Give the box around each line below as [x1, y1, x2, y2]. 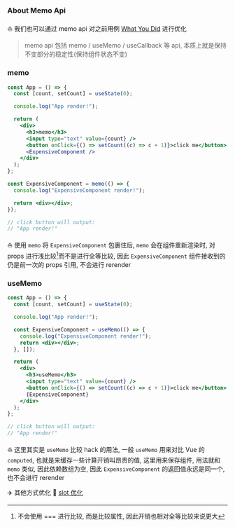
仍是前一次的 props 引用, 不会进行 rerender [7, 261, 131, 268]
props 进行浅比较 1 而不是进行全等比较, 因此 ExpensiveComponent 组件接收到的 [7, 251, 226, 260]
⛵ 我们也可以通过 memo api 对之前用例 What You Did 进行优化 [7, 25, 187, 33]
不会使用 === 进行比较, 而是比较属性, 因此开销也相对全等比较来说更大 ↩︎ [17, 512, 225, 521]
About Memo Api [7, 6, 66, 15]
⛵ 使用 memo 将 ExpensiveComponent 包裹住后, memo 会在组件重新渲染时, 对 [7, 241, 215, 249]
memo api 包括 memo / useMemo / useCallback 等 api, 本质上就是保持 [24, 41, 227, 50]
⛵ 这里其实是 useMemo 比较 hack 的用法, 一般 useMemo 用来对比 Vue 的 [7, 446, 205, 454]
